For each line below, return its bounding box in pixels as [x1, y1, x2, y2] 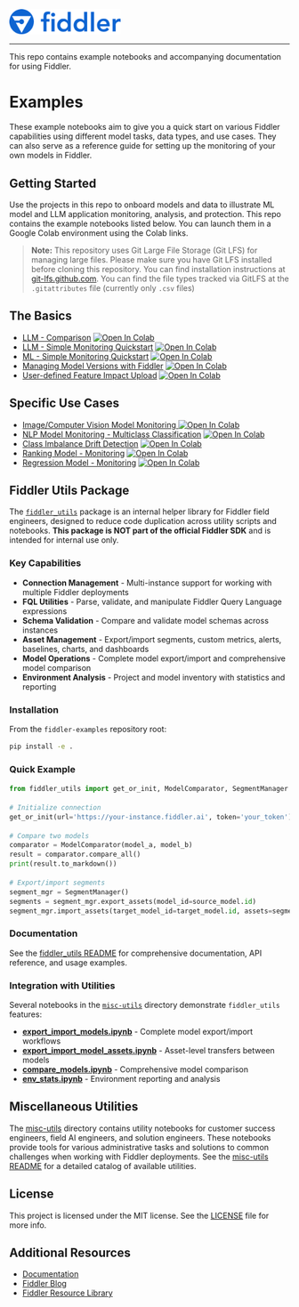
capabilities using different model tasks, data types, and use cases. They [9, 131, 277, 141]
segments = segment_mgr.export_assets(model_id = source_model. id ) [9, 897, 256, 906]
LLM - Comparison [21, 332, 92, 343]
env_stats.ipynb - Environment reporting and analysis [21, 1073, 221, 1084]
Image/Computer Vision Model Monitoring [21, 419, 176, 430]
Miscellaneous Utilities [9, 1099, 139, 1115]
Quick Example [9, 762, 76, 775]
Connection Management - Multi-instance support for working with [21, 577, 272, 588]
